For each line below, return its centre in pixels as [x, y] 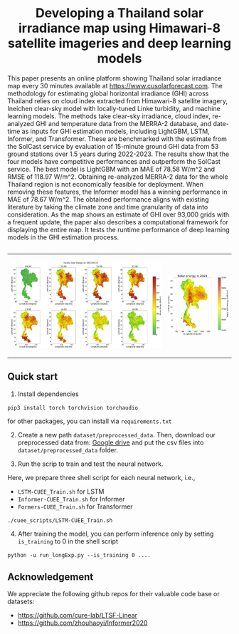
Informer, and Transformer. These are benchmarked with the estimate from [117, 139]
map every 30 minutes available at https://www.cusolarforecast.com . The [115, 85]
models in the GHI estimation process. [63, 237]
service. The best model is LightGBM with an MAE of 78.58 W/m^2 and [111, 169]
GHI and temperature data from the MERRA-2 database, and [123, 123]
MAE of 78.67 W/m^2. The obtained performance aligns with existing [108, 199]
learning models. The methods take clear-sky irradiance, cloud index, [109, 116]
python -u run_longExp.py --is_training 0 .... [79, 555]
